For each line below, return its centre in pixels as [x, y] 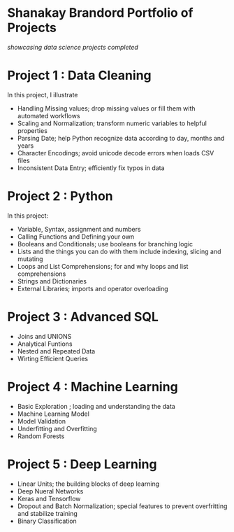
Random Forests [41, 436]
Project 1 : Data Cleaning [79, 76]
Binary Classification [47, 521]
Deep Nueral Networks [50, 491]
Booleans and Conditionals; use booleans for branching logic [105, 244]
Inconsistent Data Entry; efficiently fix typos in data [91, 168]
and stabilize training [47, 513]
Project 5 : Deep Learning [82, 464]
